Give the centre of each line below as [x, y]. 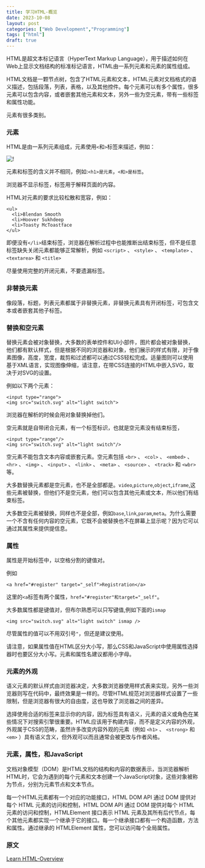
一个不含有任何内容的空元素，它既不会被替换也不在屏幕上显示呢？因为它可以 [103, 520]
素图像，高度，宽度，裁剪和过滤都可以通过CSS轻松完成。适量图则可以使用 [100, 357]
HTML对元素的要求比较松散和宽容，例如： [59, 198]
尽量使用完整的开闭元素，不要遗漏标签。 [57, 271]
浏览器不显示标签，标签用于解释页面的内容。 [63, 184]
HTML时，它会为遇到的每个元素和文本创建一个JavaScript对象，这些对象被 [100, 776]
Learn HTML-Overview [35, 859]
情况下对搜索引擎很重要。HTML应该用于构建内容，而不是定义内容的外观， [105, 722]
